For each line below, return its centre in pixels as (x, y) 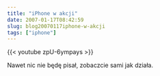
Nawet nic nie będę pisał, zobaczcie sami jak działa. (80, 65)
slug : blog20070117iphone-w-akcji (56, 26)
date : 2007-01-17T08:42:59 (45, 20)
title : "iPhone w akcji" (42, 13)
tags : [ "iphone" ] (32, 33)
